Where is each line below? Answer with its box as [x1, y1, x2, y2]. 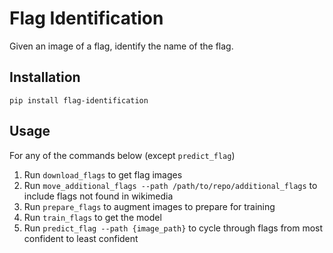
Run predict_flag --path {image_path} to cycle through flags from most [23, 222, 324, 234]
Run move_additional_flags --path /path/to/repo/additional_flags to [23, 179, 318, 191]
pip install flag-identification [9, 95, 149, 106]
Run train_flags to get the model [23, 211, 162, 223]
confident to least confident [23, 232, 139, 244]
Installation [9, 69, 81, 86]
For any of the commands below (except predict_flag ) [9, 149, 236, 161]
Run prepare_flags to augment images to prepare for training [23, 200, 276, 212]
